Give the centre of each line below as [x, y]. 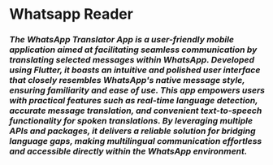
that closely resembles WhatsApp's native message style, [127, 80]
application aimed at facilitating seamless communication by [133, 50]
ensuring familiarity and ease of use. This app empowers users [137, 90]
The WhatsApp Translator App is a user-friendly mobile [122, 40]
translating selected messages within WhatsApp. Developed [132, 60]
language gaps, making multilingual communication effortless [136, 141]
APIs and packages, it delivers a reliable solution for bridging [132, 131]
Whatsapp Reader [71, 14]
